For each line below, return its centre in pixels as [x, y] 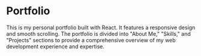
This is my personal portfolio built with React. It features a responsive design [101, 27]
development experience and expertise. [55, 46]
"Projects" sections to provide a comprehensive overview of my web [91, 40]
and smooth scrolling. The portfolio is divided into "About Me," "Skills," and [98, 33]
